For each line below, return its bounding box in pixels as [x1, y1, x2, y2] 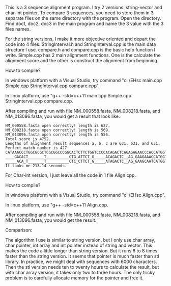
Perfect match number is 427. [5, 145, 70, 150]
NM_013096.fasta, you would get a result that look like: [5, 113, 120, 119]
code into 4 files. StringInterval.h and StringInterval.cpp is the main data [5, 41, 156, 47]
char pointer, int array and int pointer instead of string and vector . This [5, 242, 153, 248]
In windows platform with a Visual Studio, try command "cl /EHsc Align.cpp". [5, 192, 165, 198]
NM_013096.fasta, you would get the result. [5, 217, 97, 223]
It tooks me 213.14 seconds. [5, 163, 67, 168]
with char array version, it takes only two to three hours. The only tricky [5, 270, 155, 275]
